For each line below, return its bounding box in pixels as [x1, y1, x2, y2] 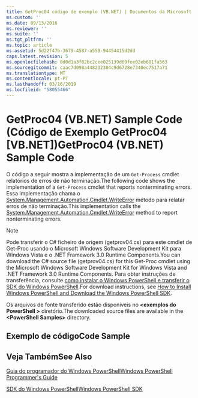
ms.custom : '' [6, 14, 42, 20]
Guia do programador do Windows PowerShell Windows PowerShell [6, 367, 173, 375]
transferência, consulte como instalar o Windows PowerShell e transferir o [6, 276, 190, 284]
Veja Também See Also [6, 351, 92, 361]
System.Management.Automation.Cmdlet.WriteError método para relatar [6, 196, 185, 203]
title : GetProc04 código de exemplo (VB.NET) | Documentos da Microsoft [6, 8, 192, 15]
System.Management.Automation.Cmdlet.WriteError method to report [6, 209, 178, 216]
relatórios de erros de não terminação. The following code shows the [6, 177, 175, 184]
